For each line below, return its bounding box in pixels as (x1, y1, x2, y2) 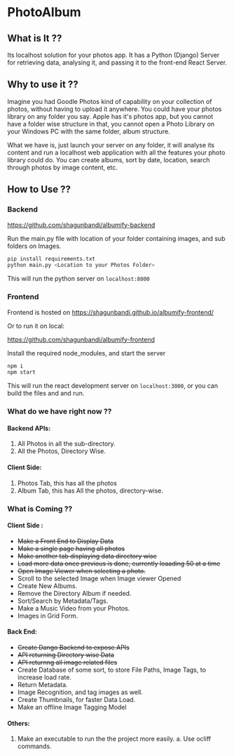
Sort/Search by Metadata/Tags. (17, 597, 109, 605)
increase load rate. (17, 672, 72, 682)
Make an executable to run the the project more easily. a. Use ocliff (17, 735, 212, 743)
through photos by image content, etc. (7, 163, 118, 171)
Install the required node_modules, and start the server (7, 348, 166, 357)
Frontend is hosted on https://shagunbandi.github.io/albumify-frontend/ (7, 308, 214, 316)
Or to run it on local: (7, 321, 65, 330)
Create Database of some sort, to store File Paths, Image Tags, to (17, 665, 207, 674)
